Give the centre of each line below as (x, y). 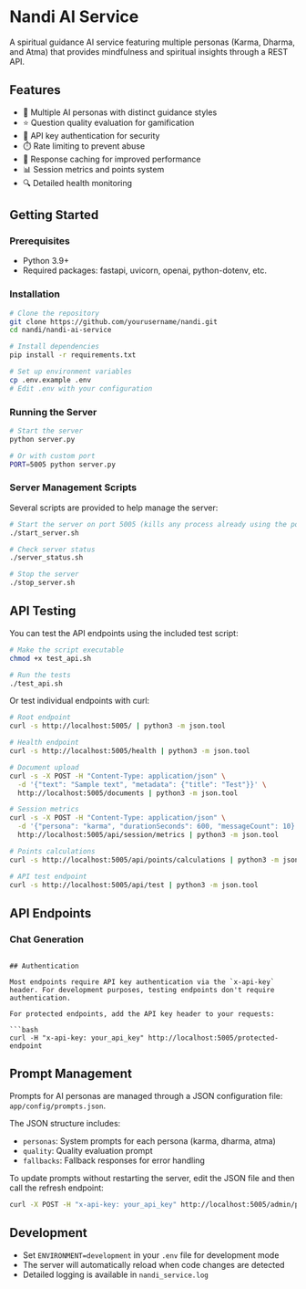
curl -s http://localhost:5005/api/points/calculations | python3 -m (144, 860)
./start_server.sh (44, 533)
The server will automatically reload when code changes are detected (153, 1264)
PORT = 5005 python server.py (63, 464)
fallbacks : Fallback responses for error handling (113, 1160)
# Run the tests (40, 675)
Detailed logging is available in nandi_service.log (116, 1274)
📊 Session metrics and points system (93, 169)
